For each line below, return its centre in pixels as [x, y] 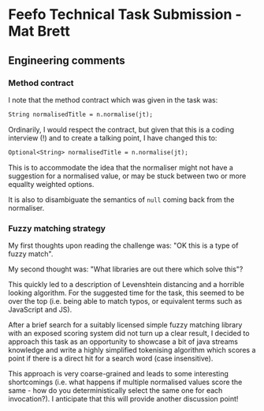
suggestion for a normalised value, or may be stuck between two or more [127, 176]
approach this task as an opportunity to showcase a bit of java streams [123, 342]
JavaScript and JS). [40, 309]
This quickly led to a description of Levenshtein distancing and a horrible [126, 284]
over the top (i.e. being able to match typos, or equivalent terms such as [125, 301]
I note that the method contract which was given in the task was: [113, 99]
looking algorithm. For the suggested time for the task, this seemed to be [126, 293]
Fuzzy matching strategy [57, 228]
